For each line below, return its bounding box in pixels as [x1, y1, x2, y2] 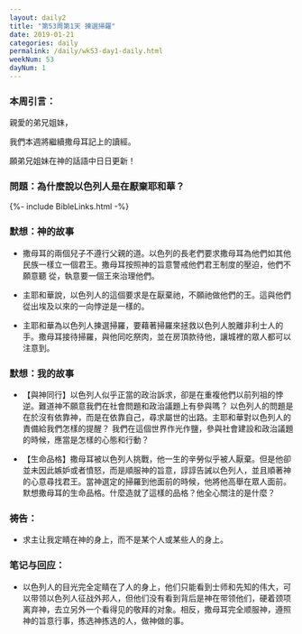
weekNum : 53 [9, 55, 54, 64]
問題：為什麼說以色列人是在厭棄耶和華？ [9, 180, 185, 193]
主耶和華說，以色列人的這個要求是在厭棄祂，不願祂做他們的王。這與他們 [22, 289, 291, 300]
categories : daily [9, 38, 78, 48]
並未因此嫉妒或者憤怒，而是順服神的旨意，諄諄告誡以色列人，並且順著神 [22, 465, 291, 476]
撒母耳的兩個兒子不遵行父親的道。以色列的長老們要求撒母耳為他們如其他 [22, 247, 291, 258]
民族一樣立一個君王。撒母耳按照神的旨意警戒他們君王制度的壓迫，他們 [22, 259, 284, 270]
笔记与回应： [9, 559, 66, 572]
